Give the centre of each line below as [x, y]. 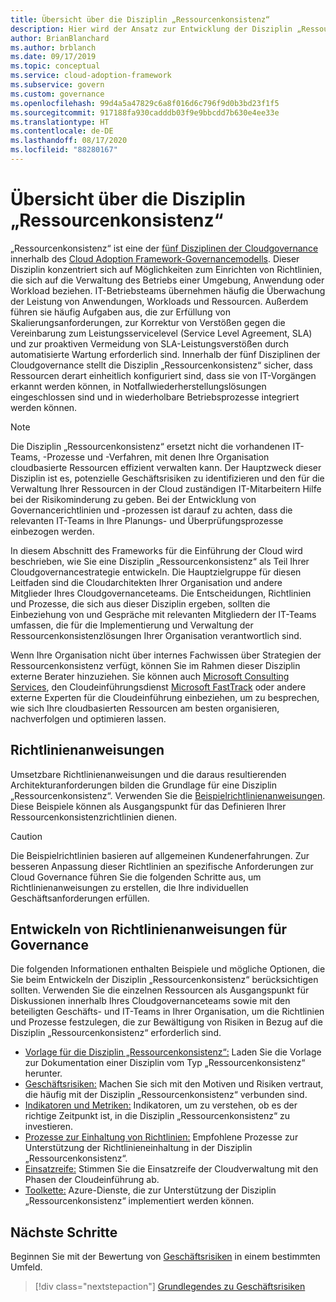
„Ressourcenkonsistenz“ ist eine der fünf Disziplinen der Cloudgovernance [164, 248]
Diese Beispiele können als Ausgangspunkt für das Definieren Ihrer [148, 806]
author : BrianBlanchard [60, 38]
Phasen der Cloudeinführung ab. [92, 1180]
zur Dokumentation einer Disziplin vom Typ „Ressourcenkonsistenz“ [165, 1063]
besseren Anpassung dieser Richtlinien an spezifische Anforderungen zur [162, 866]
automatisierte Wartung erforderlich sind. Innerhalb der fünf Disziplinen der [165, 354]
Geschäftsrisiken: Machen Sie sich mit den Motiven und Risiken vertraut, [174, 1084]
